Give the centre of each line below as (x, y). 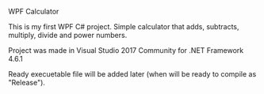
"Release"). (27, 83)
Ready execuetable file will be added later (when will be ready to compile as (132, 74)
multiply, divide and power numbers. (68, 35)
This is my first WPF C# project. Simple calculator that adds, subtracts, (124, 26)
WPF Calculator (34, 11)
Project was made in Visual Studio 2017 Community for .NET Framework (126, 50)
